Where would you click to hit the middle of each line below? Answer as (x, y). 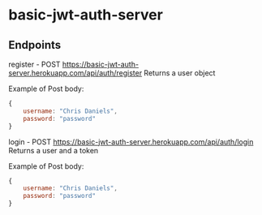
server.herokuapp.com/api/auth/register (75, 73)
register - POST (34, 64)
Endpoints (35, 45)
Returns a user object (180, 73)
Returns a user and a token (54, 150)
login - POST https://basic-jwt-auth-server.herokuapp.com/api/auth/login (131, 142)
